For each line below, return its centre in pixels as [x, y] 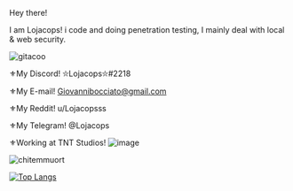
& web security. [38, 39]
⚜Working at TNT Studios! [58, 142]
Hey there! [28, 13]
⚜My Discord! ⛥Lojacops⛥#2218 [70, 73]
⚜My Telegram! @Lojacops [59, 126]
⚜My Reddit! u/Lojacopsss [58, 108]
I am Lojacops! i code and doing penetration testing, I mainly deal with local [147, 30]
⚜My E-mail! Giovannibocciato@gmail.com [88, 91]
